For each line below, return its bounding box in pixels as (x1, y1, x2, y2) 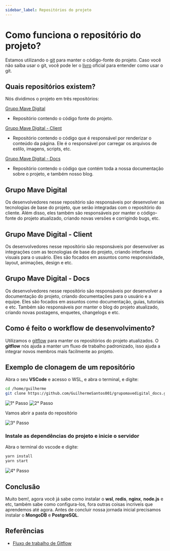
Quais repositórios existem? (5, 82, 96, 91)
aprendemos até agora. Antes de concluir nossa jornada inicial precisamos (5, 507, 161, 513)
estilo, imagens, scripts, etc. (12, 146, 72, 152)
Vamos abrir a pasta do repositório (5, 410, 77, 416)
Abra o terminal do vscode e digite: (5, 444, 78, 450)
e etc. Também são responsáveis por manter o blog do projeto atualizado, (5, 304, 159, 310)
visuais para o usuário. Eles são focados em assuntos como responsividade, (5, 254, 164, 260)
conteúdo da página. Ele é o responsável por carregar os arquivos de (12, 141, 157, 147)
